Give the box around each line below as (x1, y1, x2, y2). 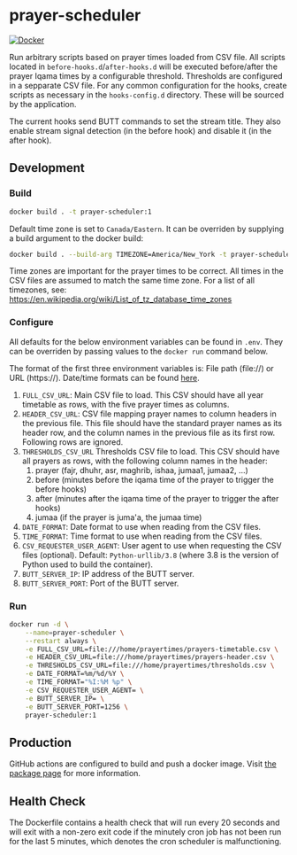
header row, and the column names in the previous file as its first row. (21, 427, 276, 438)
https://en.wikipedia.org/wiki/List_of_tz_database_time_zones (9, 294, 232, 305)
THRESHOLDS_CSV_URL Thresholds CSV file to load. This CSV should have (21, 446, 280, 456)
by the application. (9, 98, 77, 109)
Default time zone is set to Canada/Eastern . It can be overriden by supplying (9, 223, 285, 234)
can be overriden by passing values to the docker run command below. (9, 346, 269, 356)
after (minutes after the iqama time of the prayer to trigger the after (34, 493, 279, 503)
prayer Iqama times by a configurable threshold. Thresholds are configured (9, 70, 283, 81)
